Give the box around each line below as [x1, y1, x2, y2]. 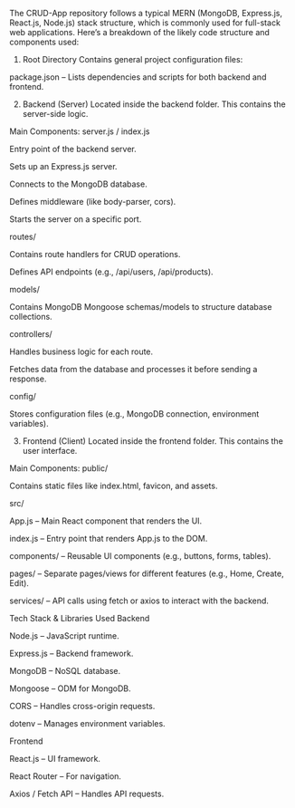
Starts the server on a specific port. [9, 214, 142, 225]
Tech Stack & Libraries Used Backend [9, 613, 150, 623]
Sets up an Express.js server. [9, 161, 118, 171]
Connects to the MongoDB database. [9, 178, 147, 189]
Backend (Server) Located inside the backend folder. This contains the [22, 99, 287, 110]
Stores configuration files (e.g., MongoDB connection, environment [9, 409, 260, 419]
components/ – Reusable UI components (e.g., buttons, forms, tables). [9, 551, 271, 561]
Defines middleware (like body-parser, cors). [9, 197, 176, 207]
